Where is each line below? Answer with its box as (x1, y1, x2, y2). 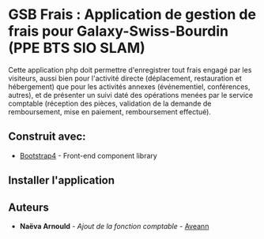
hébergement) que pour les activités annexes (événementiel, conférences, (8, 81, 251, 91)
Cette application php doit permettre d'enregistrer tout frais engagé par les (8, 65, 252, 74)
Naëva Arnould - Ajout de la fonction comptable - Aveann (19, 221, 209, 230)
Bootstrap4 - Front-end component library (19, 151, 158, 160)
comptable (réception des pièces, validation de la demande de (8, 99, 212, 108)
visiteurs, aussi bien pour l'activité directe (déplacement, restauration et (8, 73, 243, 83)
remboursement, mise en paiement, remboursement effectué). (8, 106, 212, 116)
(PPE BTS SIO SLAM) (8, 39, 146, 57)
